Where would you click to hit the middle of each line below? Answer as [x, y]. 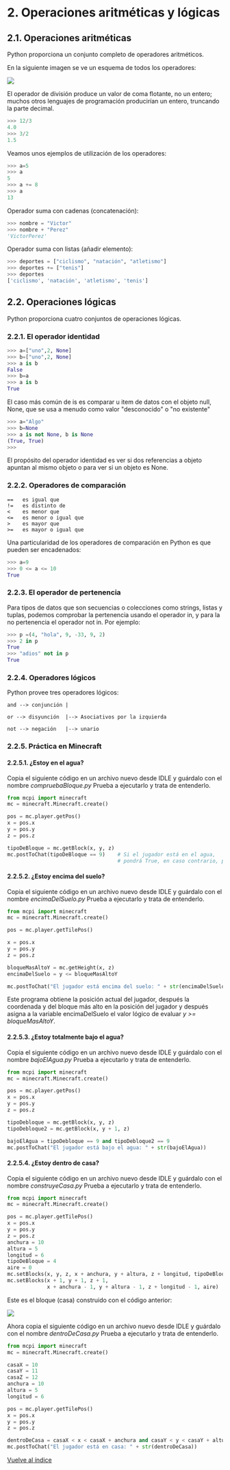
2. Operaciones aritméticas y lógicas [114, 13]
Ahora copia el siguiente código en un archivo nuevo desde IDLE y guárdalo [114, 1326]
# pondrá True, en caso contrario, [168, 861]
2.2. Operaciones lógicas [62, 302]
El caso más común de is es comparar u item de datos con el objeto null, [109, 402]
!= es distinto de [37, 505]
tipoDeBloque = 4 [32, 1262]
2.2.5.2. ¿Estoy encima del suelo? [56, 876]
